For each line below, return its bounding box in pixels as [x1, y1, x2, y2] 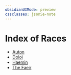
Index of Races [5, 33, 67, 44]
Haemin [12, 59, 28, 65]
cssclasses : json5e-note [5, 12, 56, 17]
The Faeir [12, 65, 32, 71]
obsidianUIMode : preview [5, 7, 56, 12]
